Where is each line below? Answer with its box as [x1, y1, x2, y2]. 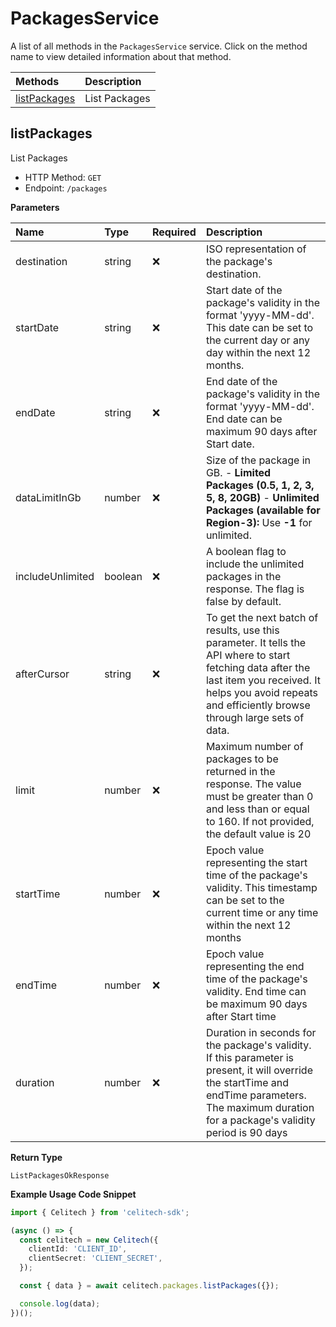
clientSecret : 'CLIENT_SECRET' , [28, 1253, 163, 1264]
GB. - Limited [205, 465, 272, 479]
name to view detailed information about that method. [10, 50, 232, 62]
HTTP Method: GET [24, 171, 102, 183]
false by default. [205, 594, 282, 608]
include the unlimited [205, 557, 305, 571]
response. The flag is [205, 582, 305, 596]
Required [151, 225, 197, 239]
